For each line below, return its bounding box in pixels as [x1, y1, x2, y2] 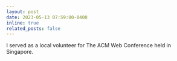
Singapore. [6, 48, 34, 56]
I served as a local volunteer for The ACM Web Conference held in [6, 42, 171, 49]
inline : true [6, 20, 39, 26]
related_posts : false [6, 25, 61, 32]
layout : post [6, 8, 39, 15]
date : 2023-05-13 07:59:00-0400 [6, 14, 88, 20]
